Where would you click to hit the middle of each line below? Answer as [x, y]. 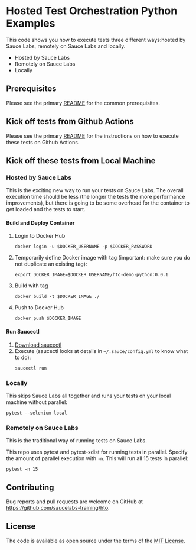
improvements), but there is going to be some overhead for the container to [98, 203]
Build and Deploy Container [40, 222]
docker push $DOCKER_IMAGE [48, 318]
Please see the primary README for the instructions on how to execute [92, 136]
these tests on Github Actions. [43, 142]
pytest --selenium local [37, 413]
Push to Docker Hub [39, 308]
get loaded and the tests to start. [46, 209]
